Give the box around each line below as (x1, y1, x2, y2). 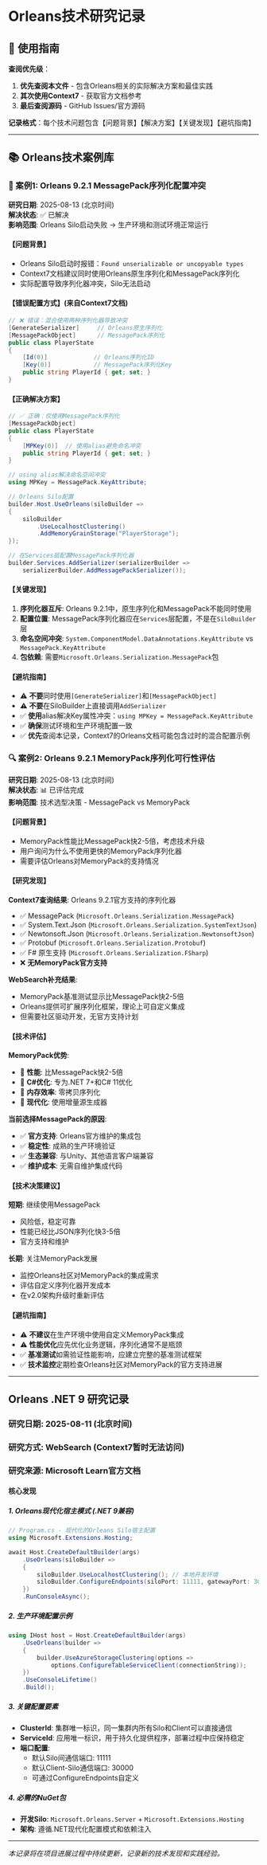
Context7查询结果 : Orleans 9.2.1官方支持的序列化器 (8, 895, 176, 904)
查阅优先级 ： (8, 65, 50, 73)
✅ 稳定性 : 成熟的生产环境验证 (19, 1141, 116, 1151)
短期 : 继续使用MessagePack (8, 1200, 101, 1209)
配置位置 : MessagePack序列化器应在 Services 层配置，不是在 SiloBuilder (19, 614, 257, 623)
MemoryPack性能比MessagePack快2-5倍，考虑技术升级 (19, 836, 205, 845)
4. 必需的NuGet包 (8, 1793, 66, 1802)
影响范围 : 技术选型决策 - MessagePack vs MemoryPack (8, 797, 191, 807)
